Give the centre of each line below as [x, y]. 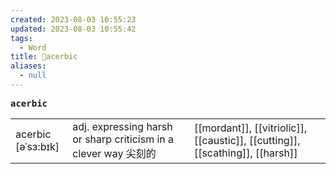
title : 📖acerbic [44, 57]
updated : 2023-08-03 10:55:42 [73, 29]
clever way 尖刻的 [114, 153]
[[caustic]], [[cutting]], [247, 140]
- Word [33, 47]
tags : [21, 38]
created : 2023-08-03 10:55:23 [73, 19]
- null [33, 76]
